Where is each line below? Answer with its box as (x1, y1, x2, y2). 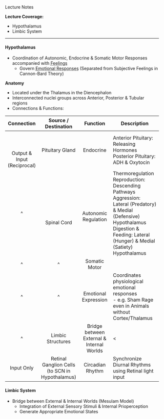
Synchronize (113, 355, 142, 362)
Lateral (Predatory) (113, 201, 157, 208)
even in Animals (113, 303, 149, 310)
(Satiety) (113, 244, 133, 251)
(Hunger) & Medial (113, 237, 155, 244)
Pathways (113, 188, 136, 195)
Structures (46, 338, 71, 345)
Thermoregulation (113, 170, 154, 177)
